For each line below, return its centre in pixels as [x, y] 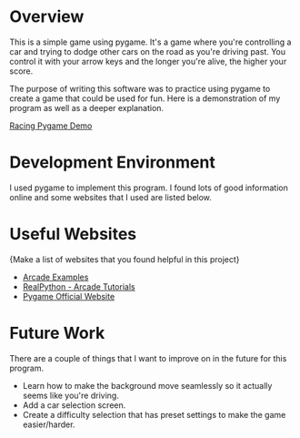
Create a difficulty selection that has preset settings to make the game [154, 414]
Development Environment [112, 163]
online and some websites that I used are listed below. [110, 197]
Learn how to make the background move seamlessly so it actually [147, 385]
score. [21, 71]
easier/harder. [49, 424]
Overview [47, 17]
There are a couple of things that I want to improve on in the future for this [148, 358]
